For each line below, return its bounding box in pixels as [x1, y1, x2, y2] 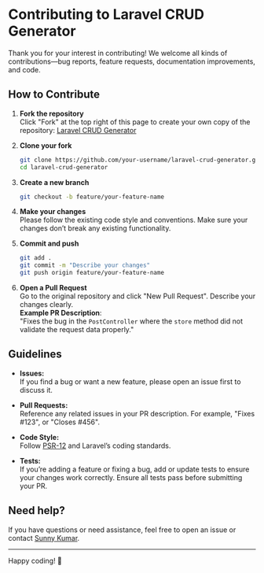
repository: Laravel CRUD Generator [19, 125, 137, 135]
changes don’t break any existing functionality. [19, 224, 171, 233]
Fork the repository [19, 109, 84, 118]
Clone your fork [19, 140, 72, 150]
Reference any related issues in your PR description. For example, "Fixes [19, 408, 255, 418]
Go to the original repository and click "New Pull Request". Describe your [19, 291, 256, 301]
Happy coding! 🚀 [8, 556, 63, 565]
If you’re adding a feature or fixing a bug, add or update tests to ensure [19, 464, 250, 474]
